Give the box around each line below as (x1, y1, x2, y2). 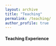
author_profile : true (5, 20, 49, 26)
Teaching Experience (5, 35, 49, 41)
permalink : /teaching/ (5, 16, 51, 21)
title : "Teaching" (5, 12, 42, 16)
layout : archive (5, 7, 38, 12)
